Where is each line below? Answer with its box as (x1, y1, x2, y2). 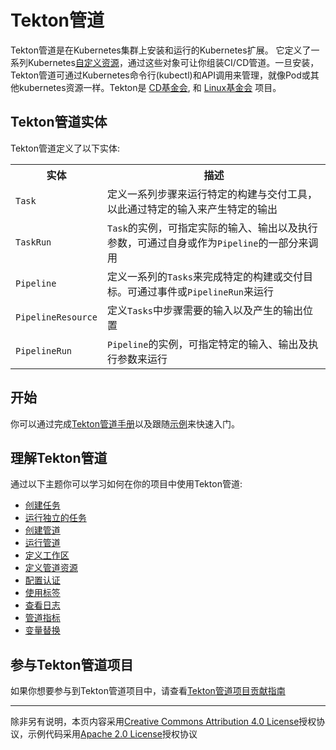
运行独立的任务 (24, 512, 87, 524)
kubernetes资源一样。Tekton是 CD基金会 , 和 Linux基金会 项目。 (18, 81, 282, 93)
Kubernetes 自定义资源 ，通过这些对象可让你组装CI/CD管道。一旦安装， (27, 56, 320, 68)
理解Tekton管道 (10, 449, 108, 466)
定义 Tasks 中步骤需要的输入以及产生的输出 (106, 303, 303, 317)
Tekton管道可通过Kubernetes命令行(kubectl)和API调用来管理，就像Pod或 (10, 69, 311, 81)
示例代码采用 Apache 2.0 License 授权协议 (27, 728, 198, 740)
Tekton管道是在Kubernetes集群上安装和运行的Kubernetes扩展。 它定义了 (10, 44, 312, 56)
